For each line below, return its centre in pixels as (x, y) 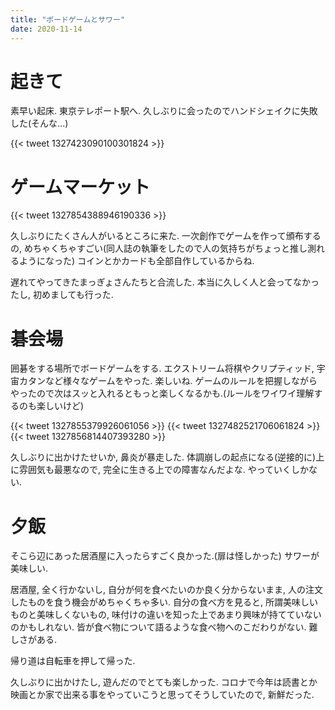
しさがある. (34, 640)
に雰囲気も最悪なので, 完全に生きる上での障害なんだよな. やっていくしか (159, 470)
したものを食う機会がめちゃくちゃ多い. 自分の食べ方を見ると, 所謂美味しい (164, 602)
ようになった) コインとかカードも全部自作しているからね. (136, 261)
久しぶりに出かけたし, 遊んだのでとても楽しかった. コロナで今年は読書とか (164, 682)
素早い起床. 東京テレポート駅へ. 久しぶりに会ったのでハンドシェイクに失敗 (164, 111)
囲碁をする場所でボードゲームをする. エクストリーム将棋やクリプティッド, (162, 368)
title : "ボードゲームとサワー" (68, 19)
